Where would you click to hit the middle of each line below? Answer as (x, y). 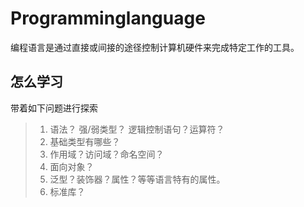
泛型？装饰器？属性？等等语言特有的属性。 (137, 179)
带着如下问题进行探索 (54, 108)
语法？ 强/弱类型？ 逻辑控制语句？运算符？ (137, 129)
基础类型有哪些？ (85, 141)
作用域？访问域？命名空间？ (107, 154)
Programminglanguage (108, 18)
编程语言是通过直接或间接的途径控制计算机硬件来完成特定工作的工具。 (155, 47)
